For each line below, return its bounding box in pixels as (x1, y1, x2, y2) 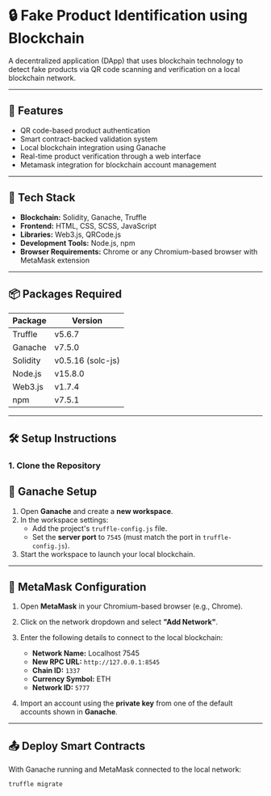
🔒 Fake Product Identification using (8, 6, 248, 25)
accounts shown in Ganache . (19, 707, 119, 717)
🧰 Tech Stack (8, 191, 76, 204)
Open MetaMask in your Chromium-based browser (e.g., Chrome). (19, 601, 244, 611)
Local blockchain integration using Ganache (19, 142, 167, 152)
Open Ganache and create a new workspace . (19, 506, 173, 516)
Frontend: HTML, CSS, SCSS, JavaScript (19, 221, 157, 230)
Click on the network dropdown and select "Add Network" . (19, 617, 219, 627)
